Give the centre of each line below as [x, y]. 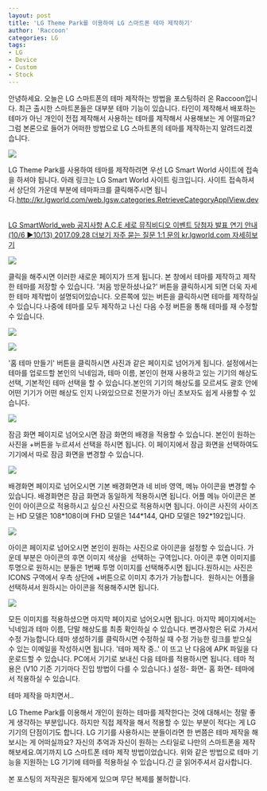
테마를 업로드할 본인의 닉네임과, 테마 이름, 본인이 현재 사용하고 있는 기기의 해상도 [133, 372]
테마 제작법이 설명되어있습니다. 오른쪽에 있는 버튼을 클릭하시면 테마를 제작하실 [137, 296]
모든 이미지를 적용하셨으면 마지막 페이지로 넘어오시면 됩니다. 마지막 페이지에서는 [132, 619]
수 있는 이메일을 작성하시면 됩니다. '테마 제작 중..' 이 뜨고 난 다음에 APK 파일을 [129, 649]
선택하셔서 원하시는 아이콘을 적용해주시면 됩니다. [84, 587]
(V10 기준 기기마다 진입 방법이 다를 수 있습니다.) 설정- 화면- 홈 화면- [128, 669]
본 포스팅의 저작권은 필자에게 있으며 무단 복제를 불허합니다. [99, 778]
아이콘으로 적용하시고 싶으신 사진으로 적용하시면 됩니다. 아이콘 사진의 [130, 506]
